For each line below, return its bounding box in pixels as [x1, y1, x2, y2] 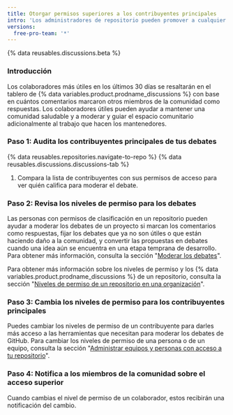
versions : [7, 23, 36, 30]
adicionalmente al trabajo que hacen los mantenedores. [7, 119, 167, 128]
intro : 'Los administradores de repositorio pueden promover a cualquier [7, 17, 227, 24]
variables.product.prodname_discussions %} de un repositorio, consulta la [7, 272, 222, 281]
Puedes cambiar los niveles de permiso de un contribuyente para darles [7, 322, 214, 330]
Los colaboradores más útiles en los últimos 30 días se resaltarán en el [7, 82, 211, 91]
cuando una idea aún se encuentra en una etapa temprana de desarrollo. [7, 244, 217, 252]
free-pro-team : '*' [13, 29, 70, 37]
